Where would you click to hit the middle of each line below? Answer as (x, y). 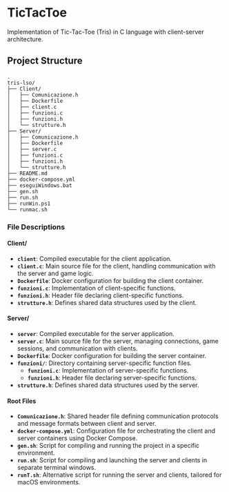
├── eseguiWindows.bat (40, 185)
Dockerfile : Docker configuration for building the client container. (110, 280)
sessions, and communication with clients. (77, 348)
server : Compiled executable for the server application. (96, 334)
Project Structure (45, 61)
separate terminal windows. (57, 468)
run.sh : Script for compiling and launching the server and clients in (112, 460)
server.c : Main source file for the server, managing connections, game (118, 341)
